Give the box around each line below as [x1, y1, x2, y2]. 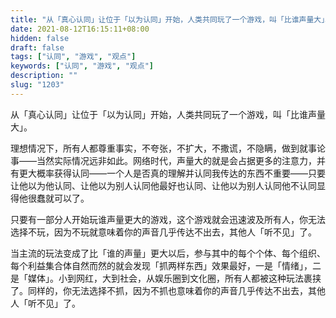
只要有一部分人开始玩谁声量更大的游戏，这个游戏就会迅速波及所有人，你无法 [10, 213, 326, 225]
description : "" [10, 71, 78, 81]
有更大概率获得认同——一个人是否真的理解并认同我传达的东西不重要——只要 [10, 167, 326, 179]
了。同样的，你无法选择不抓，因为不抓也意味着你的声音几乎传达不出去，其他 [10, 284, 326, 296]
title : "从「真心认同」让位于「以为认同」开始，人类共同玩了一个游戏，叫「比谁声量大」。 [10, 14, 333, 25]
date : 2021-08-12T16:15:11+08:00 [10, 24, 150, 34]
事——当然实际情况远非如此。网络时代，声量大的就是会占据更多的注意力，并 [10, 154, 326, 166]
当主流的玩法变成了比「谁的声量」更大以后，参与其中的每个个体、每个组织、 [10, 247, 326, 259]
